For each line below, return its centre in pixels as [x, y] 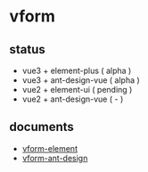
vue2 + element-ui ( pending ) [77, 90]
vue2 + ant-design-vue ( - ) [73, 99]
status [28, 49]
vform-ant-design [55, 158]
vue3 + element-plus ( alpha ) [77, 70]
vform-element [50, 148]
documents [41, 127]
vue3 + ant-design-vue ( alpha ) [81, 80]
